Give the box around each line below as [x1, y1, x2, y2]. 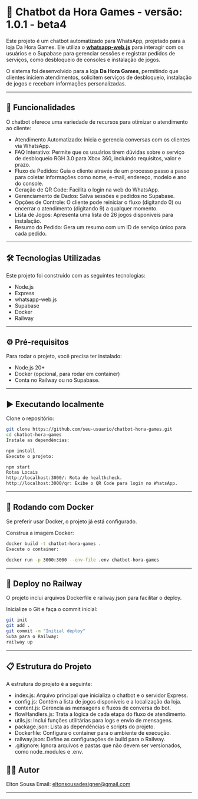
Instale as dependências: [6, 437, 70, 443]
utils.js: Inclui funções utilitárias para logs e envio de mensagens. [14, 717, 173, 724]
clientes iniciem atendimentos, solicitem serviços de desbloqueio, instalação [6, 74, 192, 81]
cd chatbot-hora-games [6, 432, 62, 438]
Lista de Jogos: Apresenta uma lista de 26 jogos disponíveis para [14, 211, 174, 218]
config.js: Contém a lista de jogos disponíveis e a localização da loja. [14, 698, 181, 705]
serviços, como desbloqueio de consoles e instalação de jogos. [6, 56, 161, 63]
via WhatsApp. [14, 142, 51, 149]
